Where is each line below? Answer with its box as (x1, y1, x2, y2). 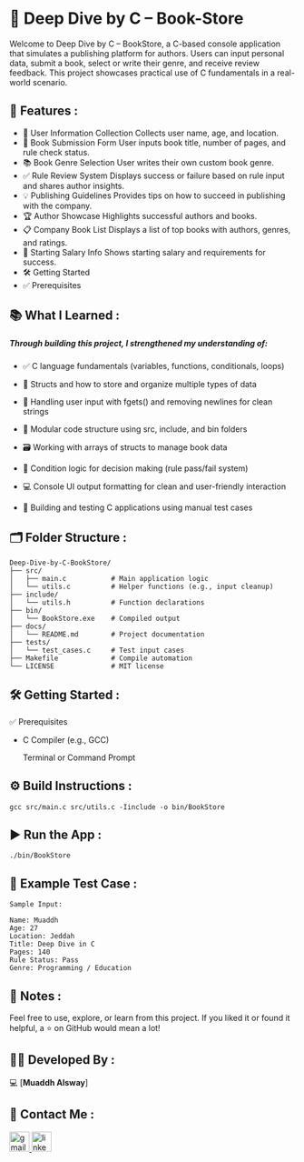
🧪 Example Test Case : (9, 876, 138, 891)
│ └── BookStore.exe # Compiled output (9, 614, 181, 623)
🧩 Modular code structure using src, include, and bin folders (22, 424, 248, 435)
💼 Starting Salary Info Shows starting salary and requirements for (22, 246, 266, 257)
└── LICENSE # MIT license (9, 661, 165, 671)
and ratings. (22, 236, 68, 248)
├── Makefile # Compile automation (9, 654, 193, 663)
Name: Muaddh (9, 916, 59, 926)
